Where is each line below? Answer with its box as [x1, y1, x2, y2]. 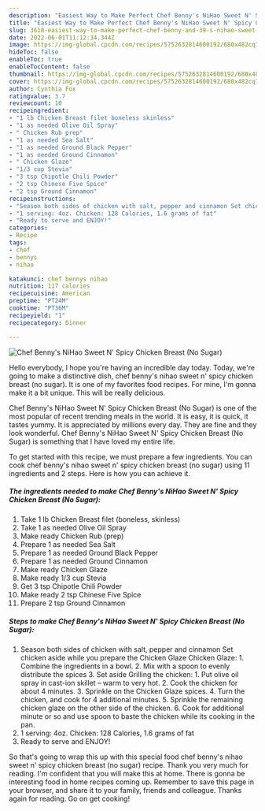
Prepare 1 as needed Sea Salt [20, 540, 116, 549]
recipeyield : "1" [9, 311, 66, 319]
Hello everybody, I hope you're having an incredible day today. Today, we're [9, 363, 255, 372]
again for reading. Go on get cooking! [9, 794, 131, 804]
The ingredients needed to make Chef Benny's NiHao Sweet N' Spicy [9, 486, 239, 497]
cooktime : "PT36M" [9, 304, 69, 312]
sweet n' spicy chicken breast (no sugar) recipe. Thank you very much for [9, 761, 248, 770]
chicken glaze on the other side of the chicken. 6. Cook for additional [20, 703, 245, 713]
